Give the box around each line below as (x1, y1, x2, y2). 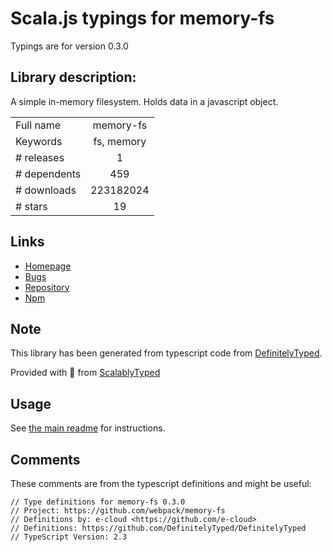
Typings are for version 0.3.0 (10, 40, 129, 52)
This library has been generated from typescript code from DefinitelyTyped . (10, 347, 323, 359)
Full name (15, 118, 62, 132)
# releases (15, 150, 65, 164)
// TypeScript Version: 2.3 (10, 532, 128, 542)
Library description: (10, 69, 137, 86)
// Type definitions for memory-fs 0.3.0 (10, 497, 186, 507)
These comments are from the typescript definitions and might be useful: (10, 478, 312, 489)
